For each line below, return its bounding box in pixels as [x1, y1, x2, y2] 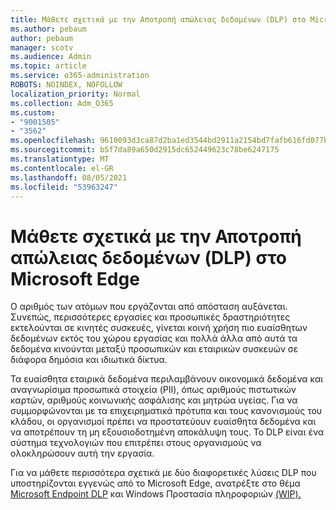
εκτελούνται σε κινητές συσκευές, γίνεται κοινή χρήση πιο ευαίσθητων [10, 322, 308, 334]
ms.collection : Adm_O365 [10, 98, 114, 108]
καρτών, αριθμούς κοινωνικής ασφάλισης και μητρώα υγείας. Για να [10, 394, 298, 406]
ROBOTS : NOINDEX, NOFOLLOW [10, 80, 123, 90]
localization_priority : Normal [10, 89, 141, 99]
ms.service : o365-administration [10, 71, 150, 81]
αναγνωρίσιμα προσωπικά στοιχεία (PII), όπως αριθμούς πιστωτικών [10, 384, 297, 396]
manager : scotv [10, 42, 74, 53]
